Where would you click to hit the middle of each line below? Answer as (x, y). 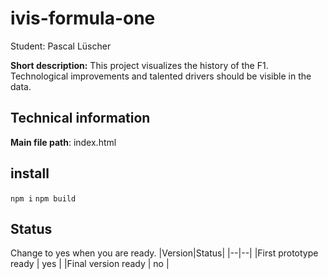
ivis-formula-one (83, 18)
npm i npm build (43, 198)
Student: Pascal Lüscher (61, 46)
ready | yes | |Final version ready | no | (90, 264)
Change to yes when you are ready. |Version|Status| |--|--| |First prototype (164, 253)
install (30, 173)
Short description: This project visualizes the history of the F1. (139, 65)
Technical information (80, 118)
